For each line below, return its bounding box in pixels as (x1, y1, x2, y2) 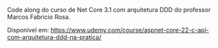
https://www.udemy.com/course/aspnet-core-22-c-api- (50, 26, 210, 34)
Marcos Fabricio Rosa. (7, 13, 71, 21)
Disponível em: (7, 26, 50, 34)
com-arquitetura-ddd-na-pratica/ (7, 33, 102, 41)
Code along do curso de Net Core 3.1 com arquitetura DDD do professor (7, 6, 211, 14)
